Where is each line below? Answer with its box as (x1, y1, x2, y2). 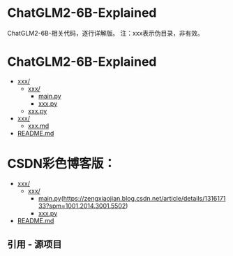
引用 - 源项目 (7, 239, 62, 250)
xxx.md (27, 121, 50, 130)
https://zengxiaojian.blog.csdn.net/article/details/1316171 (63, 194, 226, 202)
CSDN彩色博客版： (7, 156, 116, 172)
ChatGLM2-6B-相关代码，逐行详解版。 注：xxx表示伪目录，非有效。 (7, 29, 204, 37)
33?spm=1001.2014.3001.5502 (38, 201, 126, 210)
